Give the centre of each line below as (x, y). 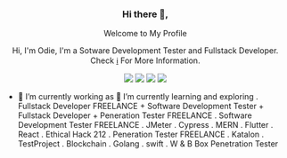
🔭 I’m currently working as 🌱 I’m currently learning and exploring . (138, 97)
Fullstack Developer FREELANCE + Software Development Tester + (141, 107)
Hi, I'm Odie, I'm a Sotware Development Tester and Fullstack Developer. (145, 51)
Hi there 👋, (145, 14)
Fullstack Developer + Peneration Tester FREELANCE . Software (135, 115)
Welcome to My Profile (145, 34)
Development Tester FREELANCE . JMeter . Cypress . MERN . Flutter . (145, 125)
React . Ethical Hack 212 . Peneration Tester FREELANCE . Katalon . (141, 134)
